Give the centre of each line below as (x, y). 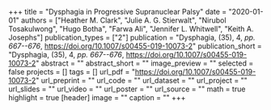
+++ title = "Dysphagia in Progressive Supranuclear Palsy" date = (118, 12)
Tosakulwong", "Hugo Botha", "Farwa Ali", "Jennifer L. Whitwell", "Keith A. (131, 29)
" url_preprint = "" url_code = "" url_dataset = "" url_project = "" (142, 80)
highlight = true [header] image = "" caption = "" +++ (97, 97)
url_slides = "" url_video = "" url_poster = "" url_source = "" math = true (127, 89)
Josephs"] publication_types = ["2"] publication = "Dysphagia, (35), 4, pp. (132, 37)
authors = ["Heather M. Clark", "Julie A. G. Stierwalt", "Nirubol (123, 20)
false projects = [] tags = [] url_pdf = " (72, 72)
